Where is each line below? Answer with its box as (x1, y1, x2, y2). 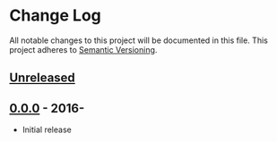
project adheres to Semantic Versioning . (9, 44, 158, 54)
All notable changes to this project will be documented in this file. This (9, 35, 269, 46)
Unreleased (9, 71, 76, 86)
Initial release (22, 124, 72, 135)
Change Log (9, 5, 101, 26)
